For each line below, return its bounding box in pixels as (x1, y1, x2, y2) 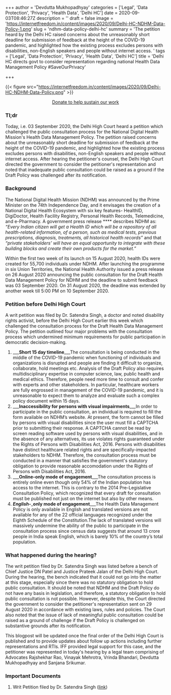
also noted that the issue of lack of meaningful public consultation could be (5, 612, 163, 618)
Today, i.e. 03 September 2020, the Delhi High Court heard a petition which (5, 123, 163, 130)
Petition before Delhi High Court (5, 301, 86, 308)
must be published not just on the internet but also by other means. (12, 495, 154, 502)
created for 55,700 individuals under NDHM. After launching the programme (5, 260, 165, 267)
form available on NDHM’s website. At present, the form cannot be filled (12, 414, 164, 420)
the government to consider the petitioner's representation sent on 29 (5, 601, 152, 607)
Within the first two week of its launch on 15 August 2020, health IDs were (5, 255, 160, 261)
